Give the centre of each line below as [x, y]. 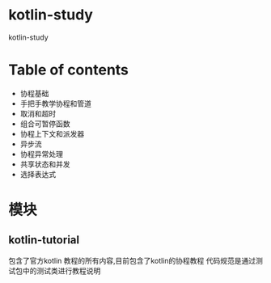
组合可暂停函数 [45, 124]
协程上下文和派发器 [52, 133]
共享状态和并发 [45, 164]
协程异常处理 [41, 154]
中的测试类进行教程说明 [61, 270]
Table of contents [69, 70]
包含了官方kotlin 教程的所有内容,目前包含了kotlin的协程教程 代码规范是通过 [132, 260]
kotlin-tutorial [44, 240]
